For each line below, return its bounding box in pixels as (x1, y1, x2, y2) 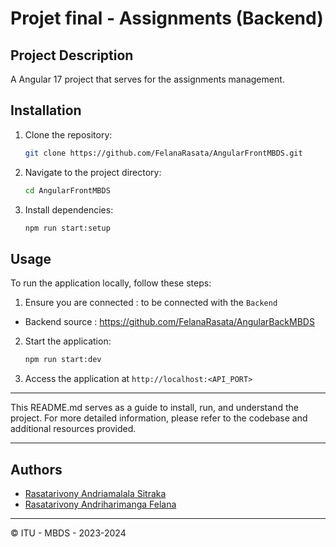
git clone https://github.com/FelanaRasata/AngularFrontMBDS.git (24, 148, 303, 158)
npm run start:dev (24, 355, 102, 365)
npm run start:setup (24, 223, 111, 233)
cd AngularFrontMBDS (24, 185, 111, 196)
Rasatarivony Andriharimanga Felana (24, 498, 177, 510)
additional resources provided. (10, 423, 137, 435)
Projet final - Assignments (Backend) (10, 7, 324, 30)
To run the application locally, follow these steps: (10, 277, 212, 289)
